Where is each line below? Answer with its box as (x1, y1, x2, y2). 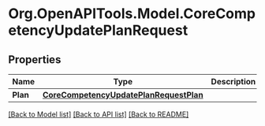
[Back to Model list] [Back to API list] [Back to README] (8, 109, 189, 119)
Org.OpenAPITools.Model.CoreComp (8, 5, 256, 23)
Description (211, 76, 256, 87)
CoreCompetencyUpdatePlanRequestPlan (42, 90, 203, 100)
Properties (8, 53, 62, 66)
